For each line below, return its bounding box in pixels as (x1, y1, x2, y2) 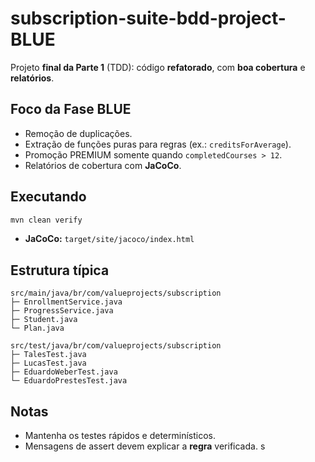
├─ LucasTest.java (10, 358, 87, 369)
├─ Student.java (10, 315, 78, 325)
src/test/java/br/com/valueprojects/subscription (10, 341, 222, 351)
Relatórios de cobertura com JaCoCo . (24, 159, 182, 171)
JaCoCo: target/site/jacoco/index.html (24, 233, 195, 245)
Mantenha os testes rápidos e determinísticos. (24, 430, 216, 442)
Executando (10, 188, 87, 206)
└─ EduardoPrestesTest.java (10, 376, 128, 386)
